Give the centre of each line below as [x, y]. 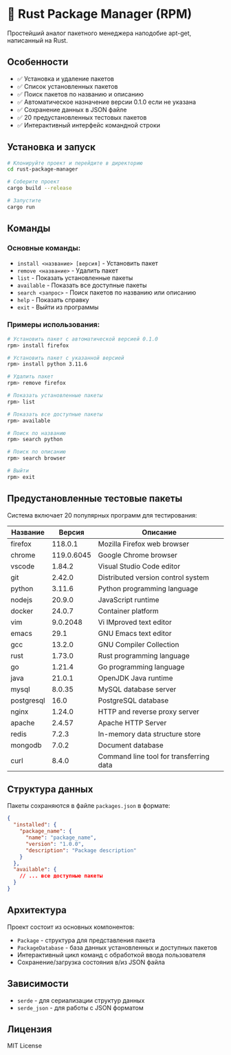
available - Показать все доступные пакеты [82, 285]
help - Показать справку [53, 299]
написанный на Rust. [37, 40]
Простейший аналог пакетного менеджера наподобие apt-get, [99, 33]
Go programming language [141, 667]
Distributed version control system [154, 577]
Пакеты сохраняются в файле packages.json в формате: [89, 806]
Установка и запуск [52, 147]
